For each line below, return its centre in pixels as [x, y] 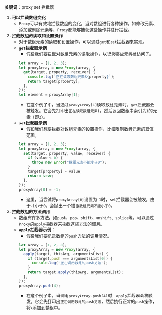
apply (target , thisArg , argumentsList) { [66, 254]
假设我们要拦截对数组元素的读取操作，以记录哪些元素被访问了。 [90, 54]
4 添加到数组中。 [46, 308]
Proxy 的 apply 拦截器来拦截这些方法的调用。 [62, 224]
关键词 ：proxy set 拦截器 [29, 7]
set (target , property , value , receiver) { [67, 153]
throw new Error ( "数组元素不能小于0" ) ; [69, 162]
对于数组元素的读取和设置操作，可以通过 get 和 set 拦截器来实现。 [83, 42]
